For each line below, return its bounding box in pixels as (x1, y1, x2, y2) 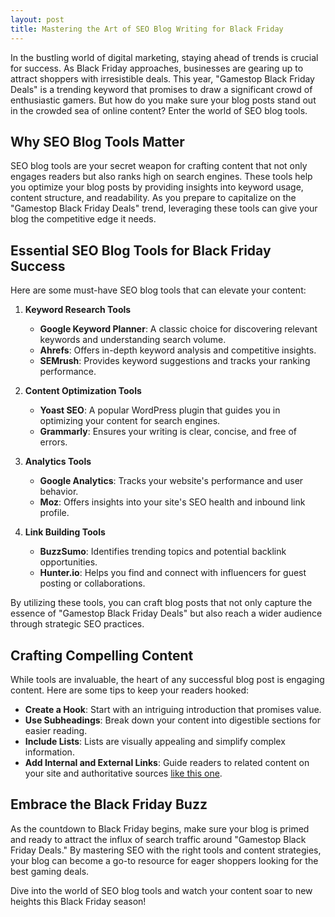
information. (24, 746, 75, 758)
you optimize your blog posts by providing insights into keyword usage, (10, 181, 304, 193)
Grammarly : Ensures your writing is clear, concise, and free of (39, 426, 297, 438)
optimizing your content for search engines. (39, 415, 221, 427)
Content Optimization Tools (24, 385, 142, 397)
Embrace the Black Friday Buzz (10, 796, 208, 813)
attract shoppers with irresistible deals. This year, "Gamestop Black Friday (10, 72, 315, 85)
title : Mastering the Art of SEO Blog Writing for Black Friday (10, 24, 284, 34)
